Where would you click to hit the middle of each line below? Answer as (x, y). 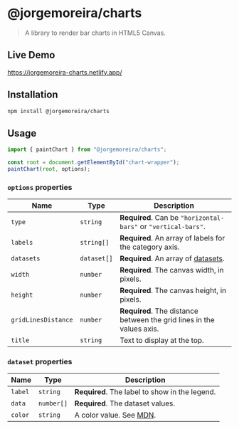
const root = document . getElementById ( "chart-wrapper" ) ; (94, 163)
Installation (33, 95)
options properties (40, 187)
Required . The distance (159, 311)
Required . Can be (149, 218)
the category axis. (150, 247)
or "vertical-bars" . (173, 227)
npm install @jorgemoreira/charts (59, 111)
